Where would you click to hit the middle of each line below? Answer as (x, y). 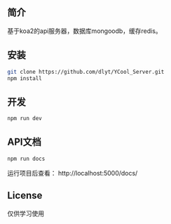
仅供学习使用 (26, 213)
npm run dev (25, 119)
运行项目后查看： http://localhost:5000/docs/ (73, 173)
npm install (25, 78)
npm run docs (26, 159)
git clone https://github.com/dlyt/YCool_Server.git (86, 72)
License (25, 196)
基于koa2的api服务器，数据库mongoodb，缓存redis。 (85, 31)
